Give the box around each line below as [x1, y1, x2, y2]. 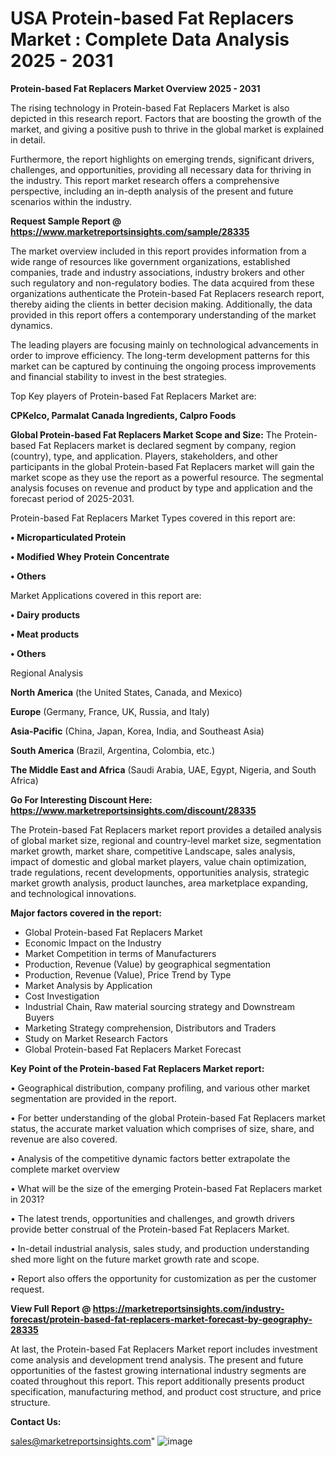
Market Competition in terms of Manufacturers [24, 947, 217, 959]
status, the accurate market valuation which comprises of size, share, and [10, 1122, 315, 1134]
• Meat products [10, 628, 80, 640]
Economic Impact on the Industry [24, 937, 162, 949]
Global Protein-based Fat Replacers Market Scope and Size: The [10, 428, 283, 441]
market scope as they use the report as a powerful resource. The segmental [10, 471, 324, 483]
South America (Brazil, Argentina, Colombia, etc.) [10, 744, 216, 756]
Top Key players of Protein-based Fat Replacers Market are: [10, 390, 257, 402]
